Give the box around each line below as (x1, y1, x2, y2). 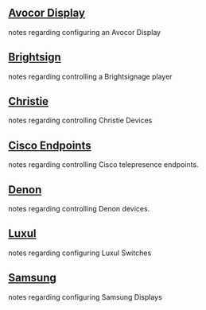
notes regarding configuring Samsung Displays (8, 292, 163, 301)
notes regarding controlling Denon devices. (8, 204, 150, 214)
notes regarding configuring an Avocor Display (8, 27, 161, 37)
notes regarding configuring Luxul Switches (8, 248, 152, 258)
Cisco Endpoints (8, 138, 91, 152)
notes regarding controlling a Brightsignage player (8, 72, 173, 81)
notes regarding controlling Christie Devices (8, 115, 153, 126)
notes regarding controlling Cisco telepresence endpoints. (8, 160, 199, 169)
